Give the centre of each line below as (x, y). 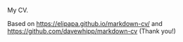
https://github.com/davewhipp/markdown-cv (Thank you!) (91, 31)
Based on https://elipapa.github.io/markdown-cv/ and (85, 23)
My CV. (18, 10)
